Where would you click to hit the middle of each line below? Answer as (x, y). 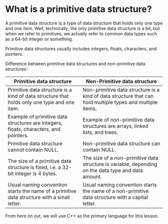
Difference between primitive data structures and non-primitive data (75, 63)
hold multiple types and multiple (120, 102)
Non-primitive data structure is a (121, 89)
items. (89, 108)
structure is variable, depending (120, 164)
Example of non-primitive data (118, 119)
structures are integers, (35, 122)
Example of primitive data (37, 116)
